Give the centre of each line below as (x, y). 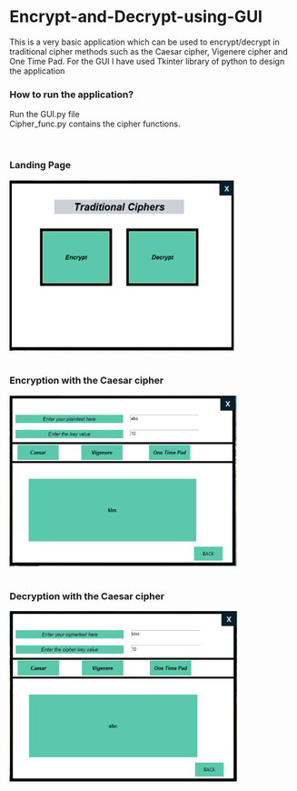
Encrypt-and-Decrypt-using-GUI (136, 17)
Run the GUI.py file (45, 115)
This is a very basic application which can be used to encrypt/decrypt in (144, 42)
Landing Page (40, 165)
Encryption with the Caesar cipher (87, 381)
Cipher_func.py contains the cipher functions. (95, 124)
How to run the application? (72, 95)
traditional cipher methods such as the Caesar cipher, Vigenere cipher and (148, 51)
